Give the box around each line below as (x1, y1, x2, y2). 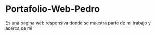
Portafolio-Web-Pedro (5, 3, 100, 15)
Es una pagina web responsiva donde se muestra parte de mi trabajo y (5, 20, 151, 26)
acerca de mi (5, 25, 33, 31)
